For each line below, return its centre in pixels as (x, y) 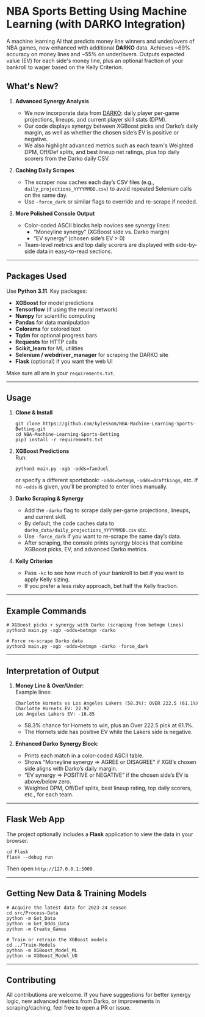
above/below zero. (48, 781)
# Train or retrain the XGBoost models (57, 939)
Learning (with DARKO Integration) (96, 24)
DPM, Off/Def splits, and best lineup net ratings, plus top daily (102, 152)
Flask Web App (36, 819)
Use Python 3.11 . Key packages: (47, 291)
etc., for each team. (49, 795)
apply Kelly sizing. (47, 579)
